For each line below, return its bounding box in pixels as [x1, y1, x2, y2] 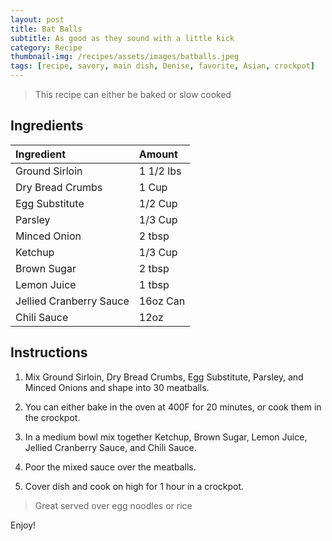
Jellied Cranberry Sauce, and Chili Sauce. [24, 441, 197, 453]
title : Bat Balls [10, 24, 83, 34]
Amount [138, 147, 178, 161]
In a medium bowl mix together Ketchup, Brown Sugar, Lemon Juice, [24, 431, 308, 443]
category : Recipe [10, 42, 83, 53]
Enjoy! [10, 519, 37, 531]
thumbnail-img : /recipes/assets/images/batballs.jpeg [10, 52, 240, 62]
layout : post [10, 14, 65, 25]
